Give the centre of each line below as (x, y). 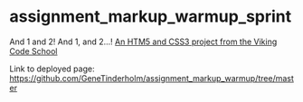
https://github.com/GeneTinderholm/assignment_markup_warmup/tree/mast (151, 78)
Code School (33, 51)
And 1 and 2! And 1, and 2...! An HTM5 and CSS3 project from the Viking (143, 42)
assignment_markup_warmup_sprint (151, 17)
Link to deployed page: (52, 69)
